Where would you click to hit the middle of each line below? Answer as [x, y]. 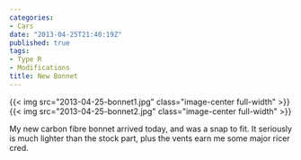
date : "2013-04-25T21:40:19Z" [66, 34]
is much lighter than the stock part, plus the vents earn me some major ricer [150, 138]
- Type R [26, 59]
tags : [19, 51]
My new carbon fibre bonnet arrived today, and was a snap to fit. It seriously [151, 129]
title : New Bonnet [44, 76]
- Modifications [40, 68]
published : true [40, 43]
